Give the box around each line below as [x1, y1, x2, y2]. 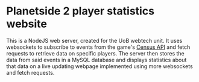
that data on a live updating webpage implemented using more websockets [6, 62, 193, 70]
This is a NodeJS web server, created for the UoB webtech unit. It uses [6, 37, 183, 44]
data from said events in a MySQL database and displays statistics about [6, 56, 187, 63]
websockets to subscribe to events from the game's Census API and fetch [6, 43, 191, 51]
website [6, 17, 47, 31]
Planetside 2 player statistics [6, 4, 155, 18]
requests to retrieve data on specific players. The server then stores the [6, 49, 185, 57]
